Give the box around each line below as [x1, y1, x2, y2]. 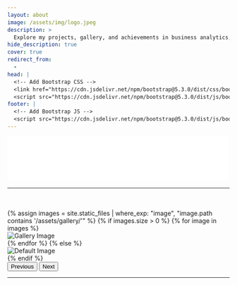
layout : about [7, 11, 49, 18]
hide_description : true [7, 41, 78, 49]
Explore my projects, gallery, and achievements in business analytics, [13, 34, 232, 41]
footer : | [7, 101, 37, 108]
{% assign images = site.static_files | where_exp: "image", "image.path [7, 209, 213, 217]
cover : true [7, 49, 42, 56]
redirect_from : [7, 56, 52, 63]
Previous [11, 262, 34, 270]
